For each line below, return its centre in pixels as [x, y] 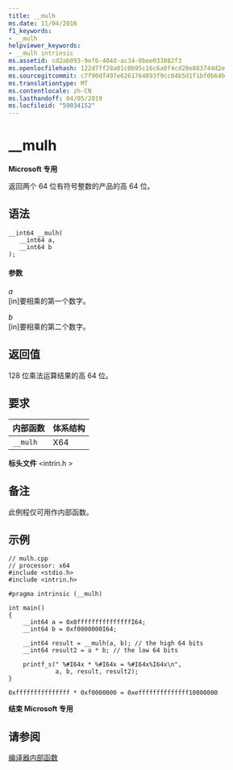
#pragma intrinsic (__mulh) [56, 594]
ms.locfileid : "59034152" [52, 106]
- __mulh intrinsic [41, 53]
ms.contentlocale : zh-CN [50, 91]
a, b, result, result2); [97, 672]
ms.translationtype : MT [48, 83]
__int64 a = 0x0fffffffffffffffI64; [85, 622]
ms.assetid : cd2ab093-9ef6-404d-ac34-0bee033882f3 [95, 61]
